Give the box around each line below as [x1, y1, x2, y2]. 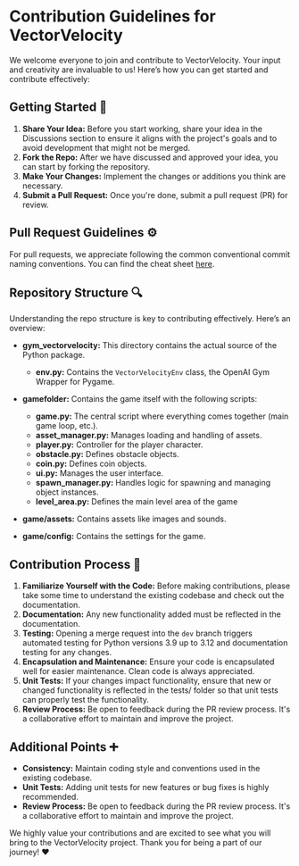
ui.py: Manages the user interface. [35, 468, 163, 479]
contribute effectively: [9, 73, 91, 84]
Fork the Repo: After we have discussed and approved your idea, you [21, 152, 278, 162]
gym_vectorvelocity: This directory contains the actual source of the [21, 340, 278, 351]
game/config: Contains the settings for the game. [21, 531, 206, 542]
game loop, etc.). [35, 421, 98, 431]
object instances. [35, 487, 100, 497]
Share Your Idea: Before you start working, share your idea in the [21, 123, 263, 134]
